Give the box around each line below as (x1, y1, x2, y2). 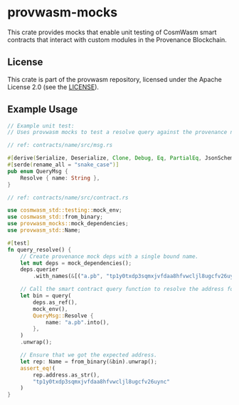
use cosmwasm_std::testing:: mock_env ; (7, 207, 122, 214)
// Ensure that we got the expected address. (20, 352, 158, 359)
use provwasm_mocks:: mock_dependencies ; (7, 220, 129, 227)
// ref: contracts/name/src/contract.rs (7, 194, 129, 201)
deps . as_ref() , (33, 299, 78, 306)
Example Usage (7, 103, 78, 116)
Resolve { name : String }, (20, 174, 100, 182)
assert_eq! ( (20, 364, 55, 371)
